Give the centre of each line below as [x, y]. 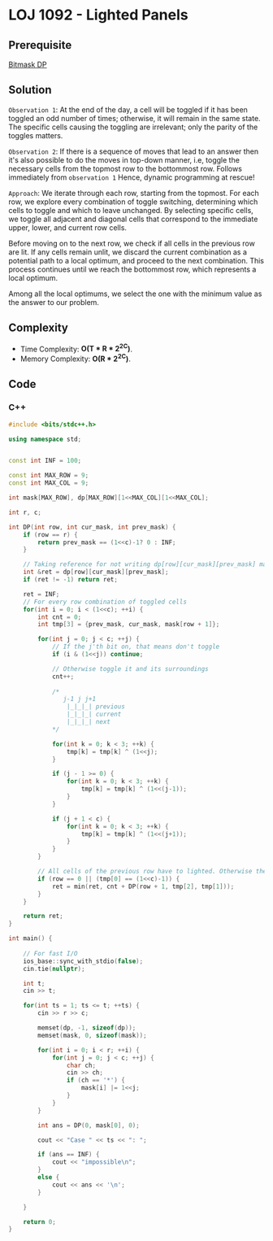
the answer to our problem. [54, 302]
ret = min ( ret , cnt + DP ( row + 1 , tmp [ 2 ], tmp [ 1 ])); [143, 886]
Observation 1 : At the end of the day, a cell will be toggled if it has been [128, 109]
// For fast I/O [51, 953]
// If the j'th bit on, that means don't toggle [136, 647]
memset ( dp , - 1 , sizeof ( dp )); [87, 1028]
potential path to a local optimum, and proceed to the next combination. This [136, 260]
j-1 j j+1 [79, 699]
